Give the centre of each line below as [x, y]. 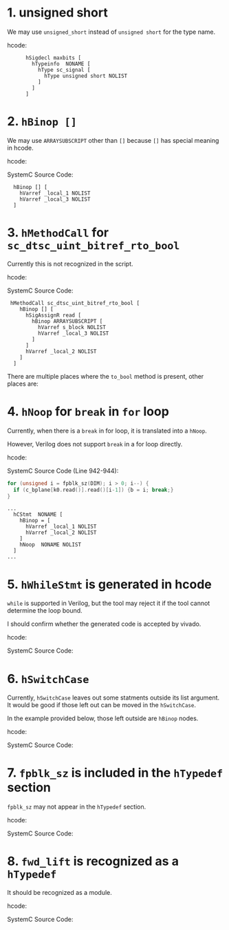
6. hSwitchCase [48, 679]
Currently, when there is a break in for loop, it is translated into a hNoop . [107, 431]
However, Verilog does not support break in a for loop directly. [95, 444]
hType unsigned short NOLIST [86, 76]
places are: [23, 384]
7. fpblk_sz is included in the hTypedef [115, 773]
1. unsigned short [57, 13]
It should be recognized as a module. [59, 893]
